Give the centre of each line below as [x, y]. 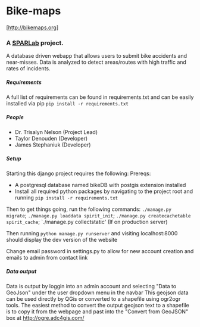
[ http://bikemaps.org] [32, 27]
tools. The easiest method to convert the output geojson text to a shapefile [98, 306]
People [15, 117]
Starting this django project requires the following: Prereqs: [79, 173]
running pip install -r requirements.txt [66, 198]
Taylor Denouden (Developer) [51, 139]
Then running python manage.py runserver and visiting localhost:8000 [92, 233]
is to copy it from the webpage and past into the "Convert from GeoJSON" [97, 312]
